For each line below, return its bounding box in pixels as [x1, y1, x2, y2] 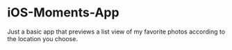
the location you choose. [7, 34, 78, 42]
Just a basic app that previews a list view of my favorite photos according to [7, 27, 226, 36]
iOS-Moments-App [7, 5, 119, 21]
